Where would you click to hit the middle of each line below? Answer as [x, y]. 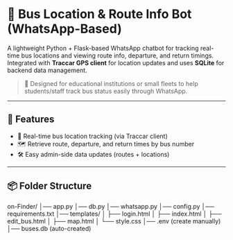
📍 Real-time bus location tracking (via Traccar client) [92, 136]
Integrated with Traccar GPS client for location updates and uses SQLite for [116, 62]
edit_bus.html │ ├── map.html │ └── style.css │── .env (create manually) [114, 221]
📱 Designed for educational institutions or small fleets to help [111, 83]
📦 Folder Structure [50, 186]
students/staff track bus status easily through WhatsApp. [106, 91]
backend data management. [48, 70]
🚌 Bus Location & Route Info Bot [100, 14]
